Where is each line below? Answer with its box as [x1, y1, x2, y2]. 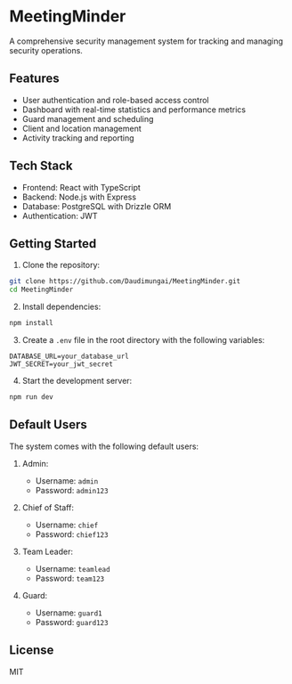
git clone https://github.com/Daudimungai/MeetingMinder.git [9, 277, 241, 286]
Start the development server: [21, 376, 133, 386]
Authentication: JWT [21, 210, 98, 221]
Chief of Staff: [21, 501, 74, 513]
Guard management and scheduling [21, 113, 154, 124]
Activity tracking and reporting [21, 132, 135, 143]
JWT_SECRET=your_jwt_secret [9, 360, 114, 369]
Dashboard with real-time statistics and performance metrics [21, 104, 247, 115]
